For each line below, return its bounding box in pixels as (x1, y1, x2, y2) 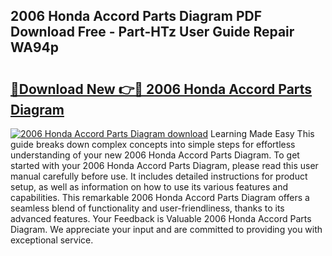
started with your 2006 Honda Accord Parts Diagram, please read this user (10, 160, 319, 171)
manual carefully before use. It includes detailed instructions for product (10, 170, 308, 182)
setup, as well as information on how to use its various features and (10, 181, 289, 193)
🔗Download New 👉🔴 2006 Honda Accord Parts (10, 80, 313, 98)
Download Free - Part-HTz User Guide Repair (10, 24, 295, 41)
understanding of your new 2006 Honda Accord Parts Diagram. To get (10, 149, 300, 161)
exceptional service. (10, 234, 94, 246)
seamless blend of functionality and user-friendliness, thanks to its (10, 202, 285, 214)
